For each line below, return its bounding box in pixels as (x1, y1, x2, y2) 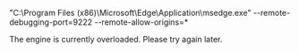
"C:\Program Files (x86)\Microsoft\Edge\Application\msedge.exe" (9, 8, 252, 18)
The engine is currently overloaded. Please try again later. (9, 34, 223, 44)
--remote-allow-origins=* (93, 17, 189, 27)
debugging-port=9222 (9, 17, 93, 27)
